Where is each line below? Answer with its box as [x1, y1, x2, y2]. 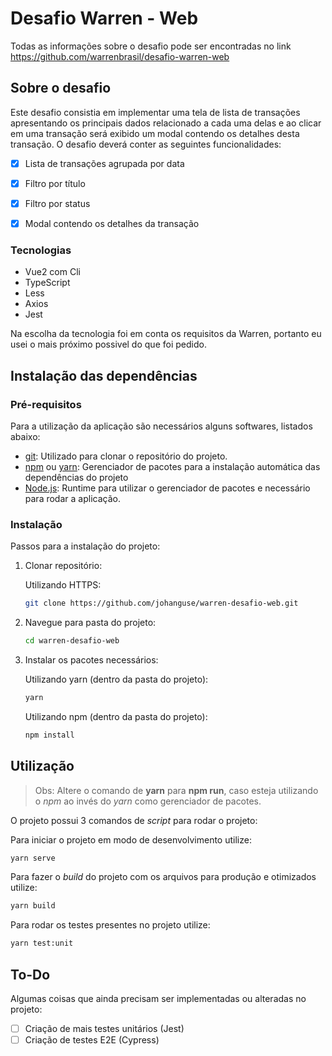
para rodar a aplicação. [24, 492, 121, 504]
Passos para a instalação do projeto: [10, 540, 161, 552]
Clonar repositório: [24, 560, 103, 572]
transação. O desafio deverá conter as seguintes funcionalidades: [10, 138, 282, 150]
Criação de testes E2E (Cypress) [24, 1034, 160, 1046]
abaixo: [10, 430, 41, 442]
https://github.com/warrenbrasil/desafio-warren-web [10, 50, 230, 62]
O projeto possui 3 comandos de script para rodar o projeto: [10, 814, 258, 826]
